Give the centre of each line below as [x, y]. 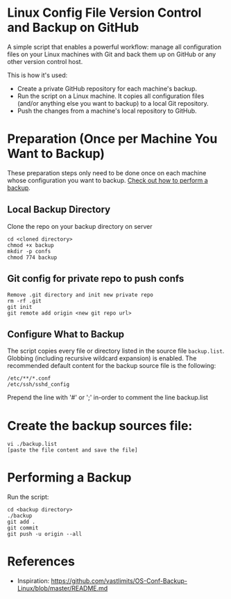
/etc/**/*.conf [29, 378]
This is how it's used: [37, 75]
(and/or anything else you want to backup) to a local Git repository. [113, 103]
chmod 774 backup [32, 257]
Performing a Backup [69, 478]
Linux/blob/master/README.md [62, 589]
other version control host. [45, 61]
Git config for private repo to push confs [96, 279]
